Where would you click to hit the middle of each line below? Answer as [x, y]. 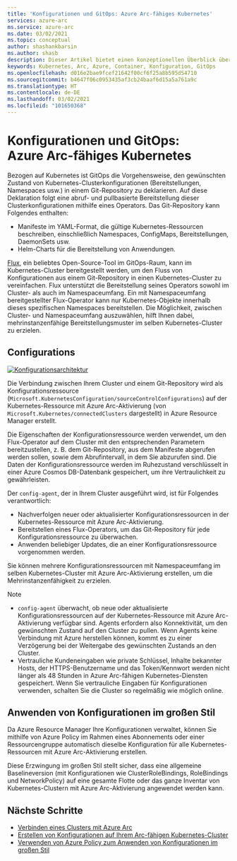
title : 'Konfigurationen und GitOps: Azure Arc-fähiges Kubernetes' [110, 14]
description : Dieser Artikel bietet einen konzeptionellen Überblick [112, 60]
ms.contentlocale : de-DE [44, 93]
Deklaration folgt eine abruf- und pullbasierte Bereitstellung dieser [103, 198]
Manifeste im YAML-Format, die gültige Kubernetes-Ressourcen [110, 226]
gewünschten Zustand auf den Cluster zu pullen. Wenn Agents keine [117, 630]
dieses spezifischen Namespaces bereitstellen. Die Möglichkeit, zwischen [115, 307]
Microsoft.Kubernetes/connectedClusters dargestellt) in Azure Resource [112, 413]
